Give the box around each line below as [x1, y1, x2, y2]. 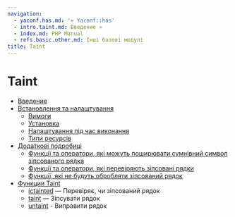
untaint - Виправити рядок [28, 201, 107, 210]
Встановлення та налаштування [17, 104, 114, 113]
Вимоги [28, 111, 52, 120]
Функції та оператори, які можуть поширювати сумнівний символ [28, 149, 228, 157]
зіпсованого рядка [28, 156, 85, 165]
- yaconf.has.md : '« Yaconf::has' [13, 17, 115, 24]
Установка [28, 119, 60, 128]
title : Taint [7, 43, 46, 50]
